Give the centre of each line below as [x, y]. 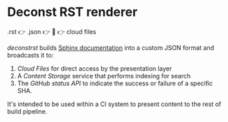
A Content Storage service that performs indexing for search [104, 76]
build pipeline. [27, 111]
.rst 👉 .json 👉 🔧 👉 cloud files [52, 31]
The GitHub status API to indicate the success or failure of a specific [115, 83]
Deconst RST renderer [72, 12]
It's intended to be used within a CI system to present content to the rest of [114, 104]
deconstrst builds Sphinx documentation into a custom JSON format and [111, 47]
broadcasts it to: [30, 55]
